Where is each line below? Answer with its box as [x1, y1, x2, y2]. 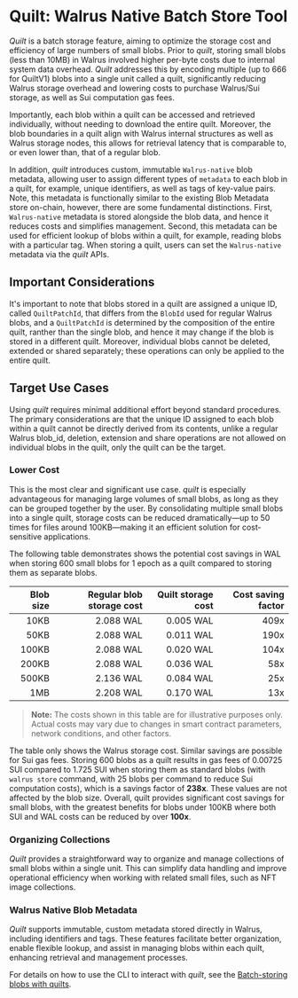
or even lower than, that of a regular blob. [9, 146, 161, 157]
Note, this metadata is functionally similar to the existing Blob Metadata [9, 193, 269, 203]
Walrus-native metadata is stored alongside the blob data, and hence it [9, 211, 269, 222]
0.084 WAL [166, 672, 215, 684]
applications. [43, 530, 91, 542]
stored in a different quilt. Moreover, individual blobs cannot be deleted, [9, 335, 271, 347]
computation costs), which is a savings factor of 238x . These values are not [9, 782, 288, 793]
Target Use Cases [9, 381, 109, 396]
